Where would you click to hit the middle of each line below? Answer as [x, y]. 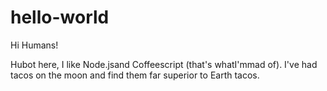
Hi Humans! [34, 45]
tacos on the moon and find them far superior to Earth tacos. [135, 75]
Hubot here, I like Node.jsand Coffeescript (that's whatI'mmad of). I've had [164, 64]
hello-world [60, 17]
